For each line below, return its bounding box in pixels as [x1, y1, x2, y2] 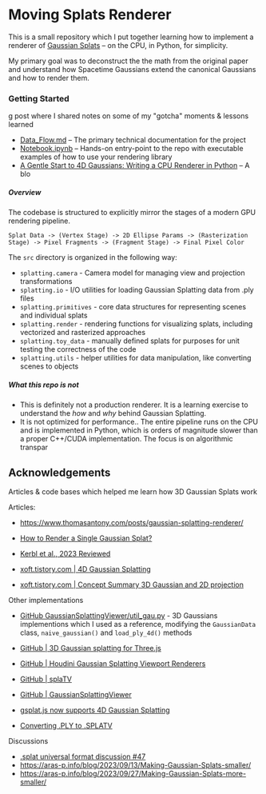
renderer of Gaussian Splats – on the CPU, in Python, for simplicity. [8, 40, 228, 50]
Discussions [8, 736, 49, 745]
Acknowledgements [8, 465, 111, 479]
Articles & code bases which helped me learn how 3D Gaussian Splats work [8, 486, 258, 497]
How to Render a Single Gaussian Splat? [19, 533, 153, 543]
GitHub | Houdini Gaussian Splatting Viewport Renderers [19, 658, 206, 668]
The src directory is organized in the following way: [8, 253, 177, 262]
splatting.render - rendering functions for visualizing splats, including [19, 319, 253, 329]
